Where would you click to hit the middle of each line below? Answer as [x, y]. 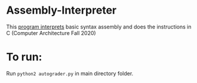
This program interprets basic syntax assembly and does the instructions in [99, 27]
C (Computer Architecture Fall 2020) [51, 33]
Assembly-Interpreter [61, 10]
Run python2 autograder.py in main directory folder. [70, 73]
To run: [24, 57]
